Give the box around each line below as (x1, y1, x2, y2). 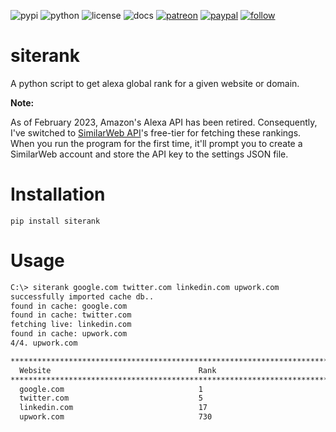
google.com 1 (19, 384, 203, 394)
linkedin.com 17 (19, 403, 208, 413)
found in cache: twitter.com (10, 310, 132, 320)
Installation (10, 183, 106, 206)
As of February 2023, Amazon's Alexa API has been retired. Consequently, (10, 116, 318, 128)
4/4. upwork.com (10, 338, 78, 349)
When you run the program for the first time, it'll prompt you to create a (10, 137, 303, 149)
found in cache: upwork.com (10, 329, 128, 339)
